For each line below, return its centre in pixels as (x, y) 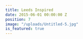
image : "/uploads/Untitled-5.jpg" (42, 24)
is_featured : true (25, 29)
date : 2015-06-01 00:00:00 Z (36, 15)
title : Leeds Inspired (29, 10)
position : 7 (18, 19)
